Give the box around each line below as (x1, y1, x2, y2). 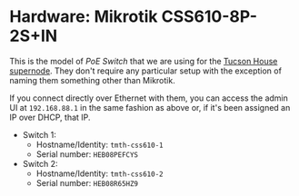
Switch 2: (22, 158, 58, 169)
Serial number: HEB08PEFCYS (35, 148, 139, 160)
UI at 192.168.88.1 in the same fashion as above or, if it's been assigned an (9, 102, 291, 113)
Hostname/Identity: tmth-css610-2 (35, 168, 164, 179)
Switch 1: (22, 129, 57, 140)
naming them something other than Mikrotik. (9, 74, 175, 85)
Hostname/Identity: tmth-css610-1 (35, 139, 164, 150)
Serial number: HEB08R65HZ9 (35, 177, 139, 188)
